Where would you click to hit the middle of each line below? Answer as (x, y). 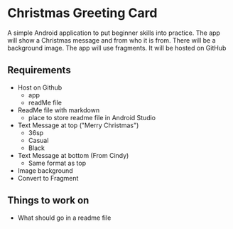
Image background (45, 170)
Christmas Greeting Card (82, 13)
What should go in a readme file (64, 218)
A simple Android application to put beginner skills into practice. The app (114, 33)
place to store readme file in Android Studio (92, 117)
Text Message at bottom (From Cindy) (73, 155)
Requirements (39, 70)
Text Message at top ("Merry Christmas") (78, 125)
